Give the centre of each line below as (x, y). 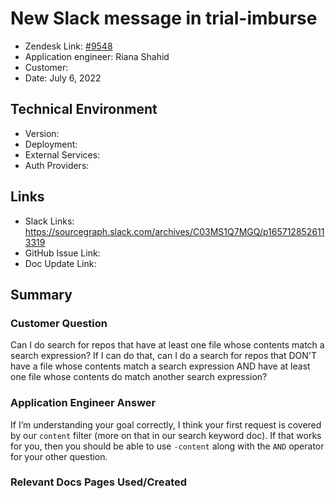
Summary (41, 294)
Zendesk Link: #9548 (68, 46)
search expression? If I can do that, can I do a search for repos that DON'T (164, 356)
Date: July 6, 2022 (63, 78)
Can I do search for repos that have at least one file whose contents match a (167, 345)
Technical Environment (84, 109)
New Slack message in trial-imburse (164, 18)
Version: (42, 133)
